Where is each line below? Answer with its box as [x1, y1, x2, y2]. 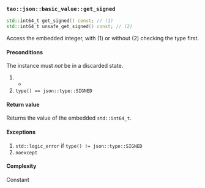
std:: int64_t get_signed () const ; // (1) [6, 18, 114, 24]
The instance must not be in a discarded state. [6, 62, 124, 70]
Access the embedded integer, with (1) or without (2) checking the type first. [6, 35, 199, 42]
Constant [6, 176, 29, 183]
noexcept [15, 150, 38, 156]
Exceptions [6, 128, 35, 136]
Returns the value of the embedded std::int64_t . [6, 114, 132, 121]
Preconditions [6, 48, 43, 56]
